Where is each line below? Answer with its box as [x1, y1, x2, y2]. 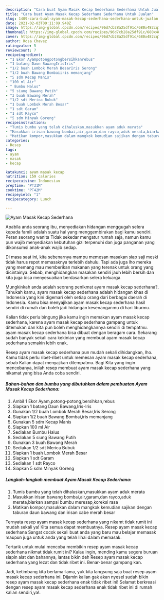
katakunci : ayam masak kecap [5, 170, 65, 175]
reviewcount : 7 [5, 48, 36, 53]
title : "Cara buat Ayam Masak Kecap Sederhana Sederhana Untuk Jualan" [5, 12, 154, 17]
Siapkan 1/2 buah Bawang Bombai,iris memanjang [12, 414, 113, 420]
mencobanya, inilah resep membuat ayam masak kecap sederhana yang [5, 365, 151, 371]
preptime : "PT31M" [5, 183, 43, 188]
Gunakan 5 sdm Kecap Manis [12, 419, 72, 425]
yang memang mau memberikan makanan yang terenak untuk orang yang [5, 264, 154, 270]
